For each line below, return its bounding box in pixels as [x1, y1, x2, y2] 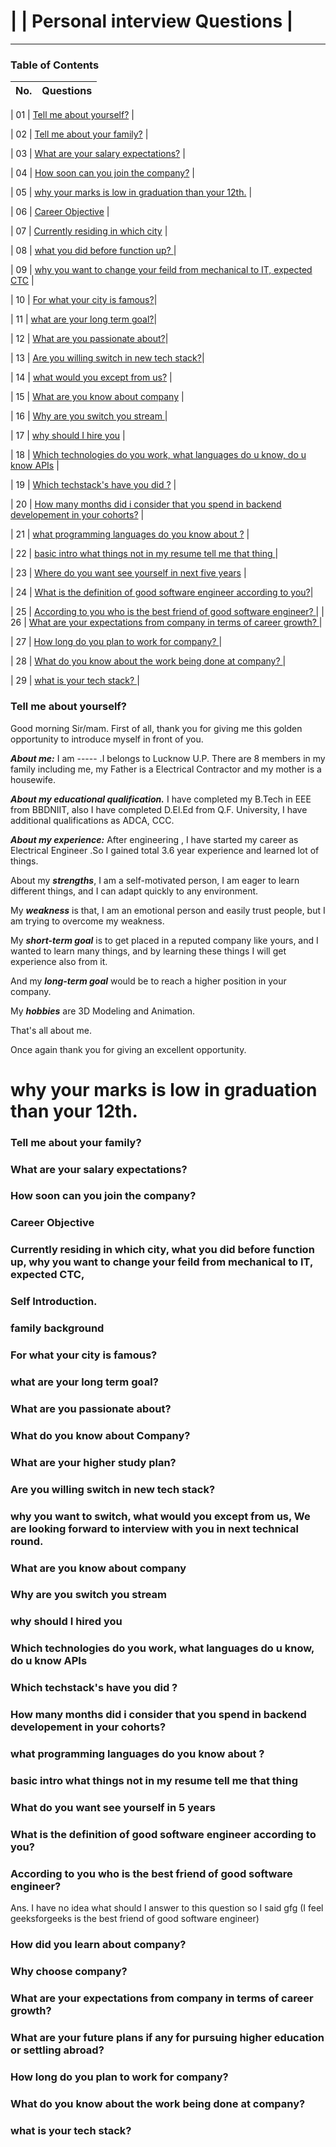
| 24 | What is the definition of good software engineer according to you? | [10, 586, 314, 599]
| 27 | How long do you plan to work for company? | [10, 636, 223, 648]
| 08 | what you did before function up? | [10, 245, 177, 257]
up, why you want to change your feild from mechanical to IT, [10, 1255, 313, 1269]
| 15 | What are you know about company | [10, 391, 185, 403]
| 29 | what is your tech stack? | [10, 675, 140, 687]
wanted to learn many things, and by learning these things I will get [10, 945, 287, 957]
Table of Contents [10, 58, 100, 72]
